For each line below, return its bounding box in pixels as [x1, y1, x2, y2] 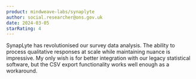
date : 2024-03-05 [6, 20, 50, 26]
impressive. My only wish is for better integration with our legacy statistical [6, 54, 191, 62]
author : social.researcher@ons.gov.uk [6, 14, 103, 20]
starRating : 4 [6, 25, 42, 32]
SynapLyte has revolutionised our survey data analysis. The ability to [6, 42, 175, 49]
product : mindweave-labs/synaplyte [6, 8, 95, 15]
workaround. [6, 67, 38, 75]
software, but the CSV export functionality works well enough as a [6, 61, 170, 68]
